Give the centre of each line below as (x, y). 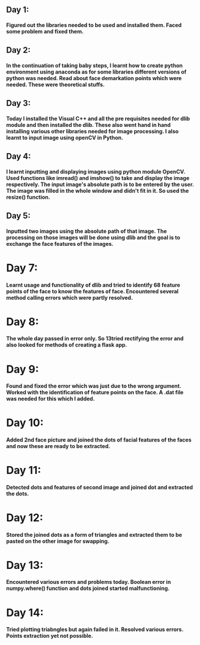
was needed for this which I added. (51, 399)
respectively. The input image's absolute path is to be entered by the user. (100, 184)
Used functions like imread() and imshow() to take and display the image (98, 178)
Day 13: (25, 565)
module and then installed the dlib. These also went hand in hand (89, 124)
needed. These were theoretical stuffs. (56, 84)
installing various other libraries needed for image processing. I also (93, 131)
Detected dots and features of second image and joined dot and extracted (99, 487)
